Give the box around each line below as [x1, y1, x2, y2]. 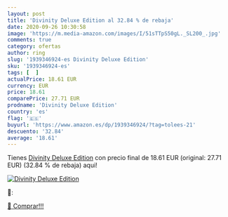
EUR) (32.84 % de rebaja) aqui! [7, 161, 98, 169]
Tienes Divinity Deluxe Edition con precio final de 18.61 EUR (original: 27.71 [7, 154, 222, 162]
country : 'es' [7, 108, 49, 115]
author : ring [7, 50, 46, 57]
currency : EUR [7, 82, 49, 89]
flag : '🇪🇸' [7, 114, 42, 121]
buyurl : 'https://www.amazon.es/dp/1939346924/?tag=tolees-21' [7, 121, 196, 129]
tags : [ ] [7, 69, 39, 76]
